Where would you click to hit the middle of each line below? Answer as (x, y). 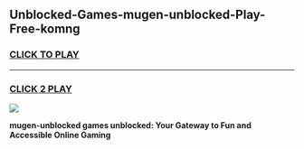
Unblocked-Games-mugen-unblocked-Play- (138, 15)
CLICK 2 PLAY (41, 88)
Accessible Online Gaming (60, 135)
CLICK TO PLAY (44, 55)
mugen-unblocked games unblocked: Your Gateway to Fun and (130, 125)
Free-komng (45, 29)
